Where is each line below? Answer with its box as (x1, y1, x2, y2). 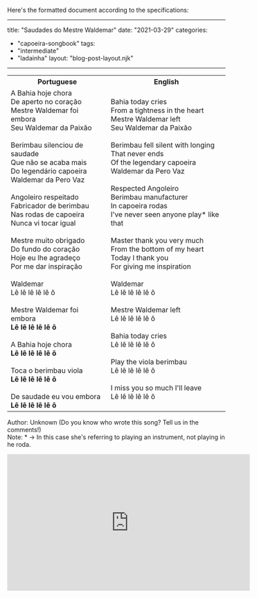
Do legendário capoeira (10, 166, 87, 176)
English (153, 77, 179, 86)
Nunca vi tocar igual (10, 219, 76, 228)
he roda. (7, 441, 31, 448)
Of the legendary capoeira (110, 157, 196, 167)
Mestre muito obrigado (10, 236, 85, 245)
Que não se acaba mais (10, 157, 87, 167)
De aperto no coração (10, 97, 82, 106)
